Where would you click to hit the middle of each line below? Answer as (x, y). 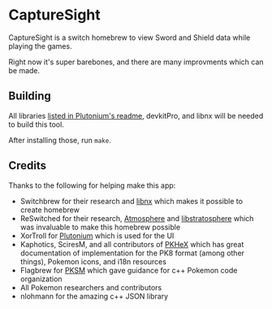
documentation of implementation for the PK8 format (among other (132, 253)
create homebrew (50, 210)
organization (41, 279)
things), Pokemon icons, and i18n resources (93, 261)
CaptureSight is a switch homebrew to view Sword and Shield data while (130, 37)
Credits (28, 165)
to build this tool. (37, 124)
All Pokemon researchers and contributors (91, 287)
